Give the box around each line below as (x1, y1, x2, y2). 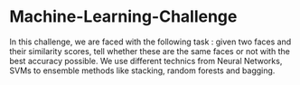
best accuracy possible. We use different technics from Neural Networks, (9, 55, 283, 66)
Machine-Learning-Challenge (9, 6, 238, 27)
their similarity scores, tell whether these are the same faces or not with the (9, 45, 291, 56)
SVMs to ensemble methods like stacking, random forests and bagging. (9, 65, 276, 76)
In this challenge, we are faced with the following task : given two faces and (9, 36, 292, 47)
